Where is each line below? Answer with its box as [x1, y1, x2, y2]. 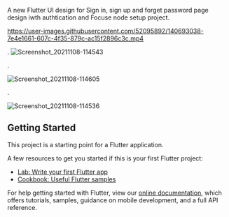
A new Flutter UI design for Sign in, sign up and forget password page [7, 6, 209, 14]
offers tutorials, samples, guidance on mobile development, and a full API [7, 195, 218, 204]
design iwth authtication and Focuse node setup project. [7, 13, 170, 22]
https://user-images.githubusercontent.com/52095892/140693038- [7, 27, 204, 35]
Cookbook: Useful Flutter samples [17, 174, 116, 184]
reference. [7, 203, 37, 211]
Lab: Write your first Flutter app [17, 167, 109, 176]
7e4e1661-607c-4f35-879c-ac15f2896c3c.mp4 [7, 34, 144, 43]
